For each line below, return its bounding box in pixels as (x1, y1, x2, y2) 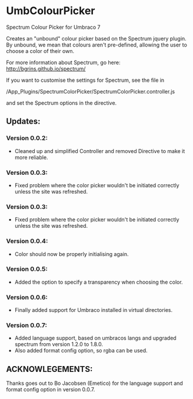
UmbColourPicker (6, 4, 95, 18)
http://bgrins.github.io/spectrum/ (6, 65, 86, 72)
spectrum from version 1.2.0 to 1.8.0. (14, 341, 103, 348)
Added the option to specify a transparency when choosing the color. (14, 278, 184, 285)
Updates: (6, 117, 41, 127)
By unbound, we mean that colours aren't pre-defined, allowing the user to (6, 41, 187, 48)
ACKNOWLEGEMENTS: (6, 364, 93, 374)
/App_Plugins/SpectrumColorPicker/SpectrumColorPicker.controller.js (6, 88, 175, 95)
